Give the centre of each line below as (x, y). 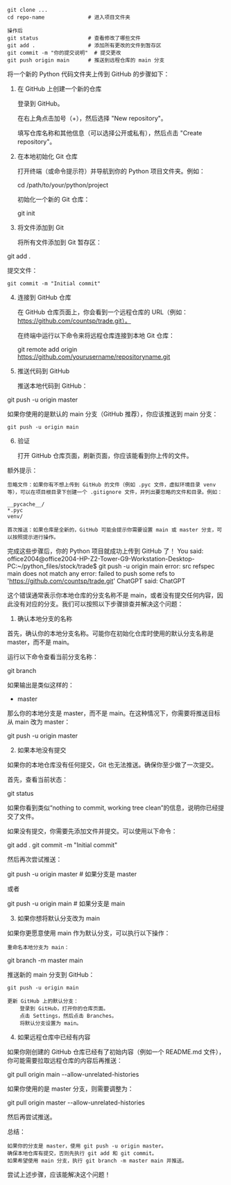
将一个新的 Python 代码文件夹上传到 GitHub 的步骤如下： (88, 74)
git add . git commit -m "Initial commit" (62, 845)
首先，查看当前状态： (37, 779)
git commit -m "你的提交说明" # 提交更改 (64, 53)
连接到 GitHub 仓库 (44, 297)
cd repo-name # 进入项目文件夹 (69, 17)
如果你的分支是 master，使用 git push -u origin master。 (87, 1146)
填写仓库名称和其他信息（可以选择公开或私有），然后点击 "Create (110, 133)
